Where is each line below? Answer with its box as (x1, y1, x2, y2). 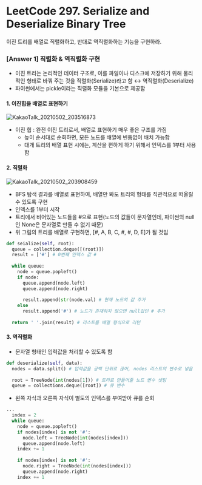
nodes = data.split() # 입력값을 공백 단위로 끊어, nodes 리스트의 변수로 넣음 (12, 365, 193, 371)
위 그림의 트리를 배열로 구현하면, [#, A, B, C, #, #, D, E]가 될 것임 (15, 228, 169, 236)
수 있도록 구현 (15, 198, 48, 205)
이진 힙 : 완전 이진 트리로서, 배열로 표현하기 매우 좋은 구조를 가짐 (15, 126, 167, 134)
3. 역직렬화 (6, 333, 32, 341)
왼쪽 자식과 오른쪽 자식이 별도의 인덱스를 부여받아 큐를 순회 (15, 395, 155, 402)
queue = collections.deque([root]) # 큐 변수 (12, 382, 126, 389)
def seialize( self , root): (6, 240, 75, 246)
